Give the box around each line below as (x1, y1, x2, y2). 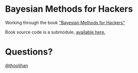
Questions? (5, 47, 53, 57)
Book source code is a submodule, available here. (5, 29, 106, 35)
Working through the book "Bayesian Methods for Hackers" (5, 20, 125, 25)
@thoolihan (5, 62, 28, 68)
